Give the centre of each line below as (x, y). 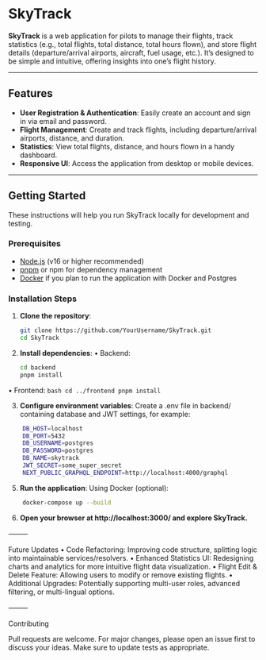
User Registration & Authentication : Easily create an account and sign (135, 113)
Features (30, 93)
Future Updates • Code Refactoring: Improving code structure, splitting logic (133, 550)
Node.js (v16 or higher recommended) (82, 261)
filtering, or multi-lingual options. (61, 592)
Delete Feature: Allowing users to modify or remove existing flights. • (121, 575)
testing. (21, 223)
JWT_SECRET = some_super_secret (72, 465)
